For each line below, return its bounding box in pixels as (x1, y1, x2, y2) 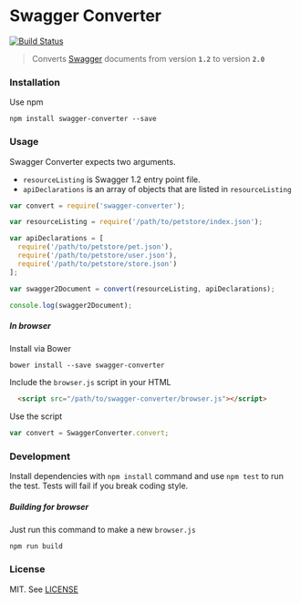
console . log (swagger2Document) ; (9, 301, 132, 310)
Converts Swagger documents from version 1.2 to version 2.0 (31, 53, 265, 64)
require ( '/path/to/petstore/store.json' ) (17, 259, 178, 269)
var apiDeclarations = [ (9, 234, 104, 243)
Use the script (9, 411, 63, 422)
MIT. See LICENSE (9, 584, 79, 595)
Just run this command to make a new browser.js (9, 525, 196, 536)
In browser (9, 321, 52, 331)
